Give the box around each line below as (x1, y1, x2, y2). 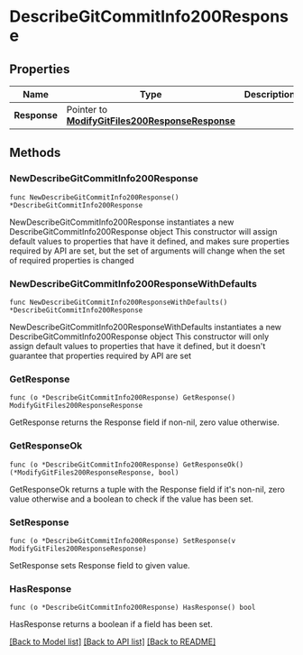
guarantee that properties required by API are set (9, 350, 192, 361)
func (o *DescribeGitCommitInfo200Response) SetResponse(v (9, 536, 236, 545)
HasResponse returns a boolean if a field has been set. (9, 619, 214, 630)
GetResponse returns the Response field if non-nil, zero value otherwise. (9, 417, 280, 428)
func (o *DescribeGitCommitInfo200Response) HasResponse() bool (9, 603, 256, 613)
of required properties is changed (9, 254, 134, 265)
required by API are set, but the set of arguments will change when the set (9, 245, 286, 256)
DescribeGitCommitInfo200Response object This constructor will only (9, 331, 270, 342)
